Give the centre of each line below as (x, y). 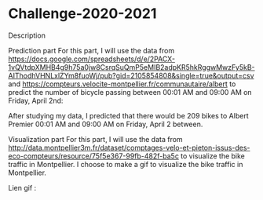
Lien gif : (22, 187)
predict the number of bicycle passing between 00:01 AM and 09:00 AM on (130, 92)
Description (27, 35)
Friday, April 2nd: (36, 100)
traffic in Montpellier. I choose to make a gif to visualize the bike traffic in (126, 164)
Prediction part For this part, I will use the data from (91, 50)
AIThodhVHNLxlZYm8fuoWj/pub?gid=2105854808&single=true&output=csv (131, 75)
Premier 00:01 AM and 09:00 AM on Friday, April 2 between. (106, 124)
